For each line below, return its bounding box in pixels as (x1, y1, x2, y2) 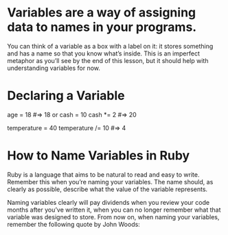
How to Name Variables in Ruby (7, 148, 190, 164)
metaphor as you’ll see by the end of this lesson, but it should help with (7, 56, 209, 64)
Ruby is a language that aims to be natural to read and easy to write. (7, 170, 200, 179)
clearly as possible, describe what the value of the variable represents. (7, 185, 208, 193)
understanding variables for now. (7, 64, 101, 72)
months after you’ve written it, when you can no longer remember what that (7, 206, 221, 214)
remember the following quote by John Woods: (7, 220, 141, 228)
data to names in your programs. (7, 19, 197, 35)
